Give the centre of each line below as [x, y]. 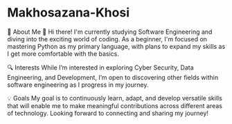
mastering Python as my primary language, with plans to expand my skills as [116, 46]
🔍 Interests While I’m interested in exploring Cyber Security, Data [100, 68]
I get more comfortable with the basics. [63, 54]
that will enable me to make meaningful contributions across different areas [115, 105]
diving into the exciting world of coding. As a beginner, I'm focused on [107, 39]
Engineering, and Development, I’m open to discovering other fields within [113, 77]
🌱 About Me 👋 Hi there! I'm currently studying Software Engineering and [110, 32]
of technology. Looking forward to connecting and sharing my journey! [108, 113]
